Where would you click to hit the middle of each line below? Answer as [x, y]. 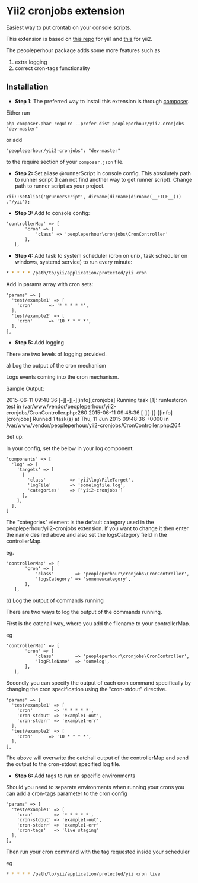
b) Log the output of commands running [55, 600]
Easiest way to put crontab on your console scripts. [69, 27]
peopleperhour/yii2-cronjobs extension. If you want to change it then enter [97, 528]
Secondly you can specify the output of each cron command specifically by [99, 683]
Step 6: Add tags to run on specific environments [75, 776]
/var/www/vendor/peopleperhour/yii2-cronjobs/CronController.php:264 [94, 425]
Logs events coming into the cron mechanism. [63, 377]
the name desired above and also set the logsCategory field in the [87, 534]
